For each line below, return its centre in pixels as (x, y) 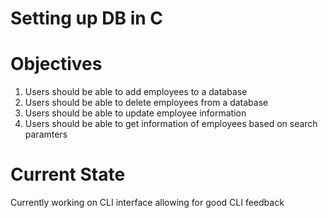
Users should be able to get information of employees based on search (171, 124)
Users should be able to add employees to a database (136, 92)
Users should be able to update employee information (135, 113)
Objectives (56, 64)
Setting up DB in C (87, 18)
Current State (68, 174)
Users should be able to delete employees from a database (146, 103)
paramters (46, 134)
